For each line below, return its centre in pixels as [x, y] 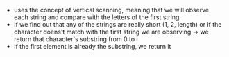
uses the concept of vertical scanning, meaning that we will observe [111, 10]
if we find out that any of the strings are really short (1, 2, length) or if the [118, 24]
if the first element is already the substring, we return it [92, 46]
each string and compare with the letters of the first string [96, 17]
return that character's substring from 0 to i [76, 39]
